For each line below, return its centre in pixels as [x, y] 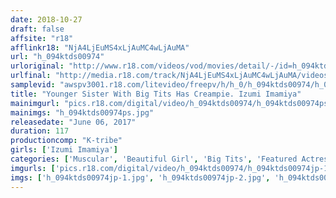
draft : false [37, 29]
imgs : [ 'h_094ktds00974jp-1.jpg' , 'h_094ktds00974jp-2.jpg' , [140, 177]
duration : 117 [40, 131]
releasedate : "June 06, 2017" [73, 122]
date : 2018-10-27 [46, 19]
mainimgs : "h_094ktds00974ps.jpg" [82, 112]
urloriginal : [37, 66]
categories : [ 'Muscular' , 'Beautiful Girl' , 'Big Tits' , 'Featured [154, 159]
